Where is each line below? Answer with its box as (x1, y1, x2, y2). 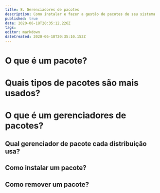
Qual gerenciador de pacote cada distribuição (5, 140, 147, 148)
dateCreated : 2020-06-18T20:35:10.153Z (5, 35, 86, 39)
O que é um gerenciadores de (5, 110, 126, 121)
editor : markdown (5, 30, 40, 35)
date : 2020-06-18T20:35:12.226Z (5, 20, 71, 26)
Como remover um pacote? (5, 180, 89, 189)
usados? (5, 88, 40, 99)
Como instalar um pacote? (5, 164, 87, 172)
